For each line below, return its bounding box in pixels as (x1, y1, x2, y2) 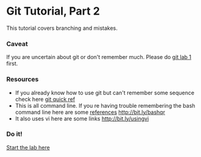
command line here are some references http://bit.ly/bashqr (15, 108, 166, 116)
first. (6, 60, 18, 68)
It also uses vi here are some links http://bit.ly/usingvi (15, 114, 149, 122)
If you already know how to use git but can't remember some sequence (15, 89, 195, 96)
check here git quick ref (15, 96, 76, 103)
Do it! (6, 130, 23, 138)
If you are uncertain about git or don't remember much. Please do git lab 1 (6, 54, 192, 61)
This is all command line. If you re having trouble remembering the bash (15, 102, 196, 109)
